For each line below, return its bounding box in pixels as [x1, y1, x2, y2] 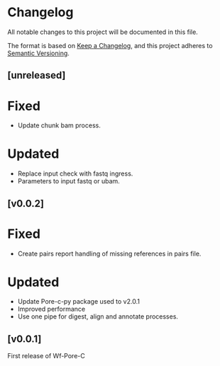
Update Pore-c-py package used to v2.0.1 [17, 297, 141, 306]
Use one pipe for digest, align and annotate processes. [17, 312, 179, 321]
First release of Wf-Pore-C [7, 352, 85, 360]
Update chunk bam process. [17, 121, 101, 130]
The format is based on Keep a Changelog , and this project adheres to [7, 41, 213, 50]
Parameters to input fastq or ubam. [17, 177, 121, 185]
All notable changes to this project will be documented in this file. [7, 28, 199, 36]
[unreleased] [7, 69, 66, 81]
